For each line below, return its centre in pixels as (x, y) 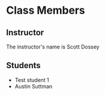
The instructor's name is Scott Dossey (53, 47)
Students (23, 65)
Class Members (46, 10)
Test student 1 (32, 80)
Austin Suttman (34, 86)
